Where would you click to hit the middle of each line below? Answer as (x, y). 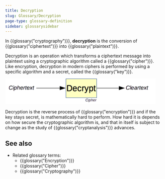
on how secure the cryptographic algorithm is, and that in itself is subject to (82, 122)
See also (19, 143)
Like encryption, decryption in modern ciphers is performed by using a (78, 67)
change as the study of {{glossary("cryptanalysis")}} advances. (70, 128)
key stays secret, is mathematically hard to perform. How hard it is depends (82, 117)
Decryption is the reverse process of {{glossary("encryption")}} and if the (81, 112)
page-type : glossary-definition (39, 21)
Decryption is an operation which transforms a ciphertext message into (78, 56)
